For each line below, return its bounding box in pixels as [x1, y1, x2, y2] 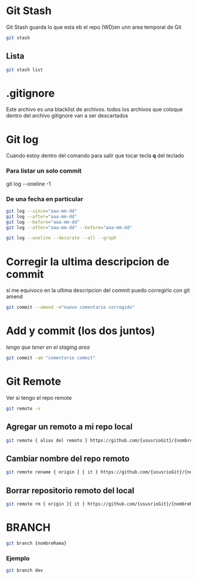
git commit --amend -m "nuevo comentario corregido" [6, 304, 135, 311]
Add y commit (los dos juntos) [6, 324, 155, 338]
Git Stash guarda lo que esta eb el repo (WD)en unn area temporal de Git [6, 23, 182, 31]
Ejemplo [6, 554, 30, 562]
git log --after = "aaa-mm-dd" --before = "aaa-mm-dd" [6, 224, 133, 230]
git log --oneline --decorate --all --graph [6, 235, 117, 241]
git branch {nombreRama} [6, 540, 67, 546]
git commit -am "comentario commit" [6, 355, 96, 361]
